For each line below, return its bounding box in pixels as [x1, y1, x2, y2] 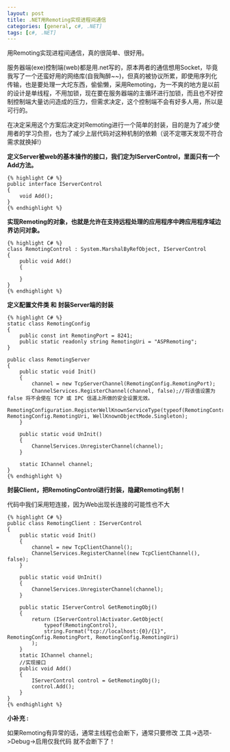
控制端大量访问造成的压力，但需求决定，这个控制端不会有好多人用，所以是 [12, 97, 223, 106]
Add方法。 [7, 161, 38, 169]
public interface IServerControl [7, 181, 103, 188]
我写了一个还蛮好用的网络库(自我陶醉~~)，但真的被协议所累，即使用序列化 [7, 72, 218, 80]
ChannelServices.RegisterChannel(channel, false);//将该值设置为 [31, 388, 216, 395]
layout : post [7, 10, 44, 17]
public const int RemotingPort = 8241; [19, 332, 133, 339]
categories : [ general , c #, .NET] [7, 23, 103, 29]
